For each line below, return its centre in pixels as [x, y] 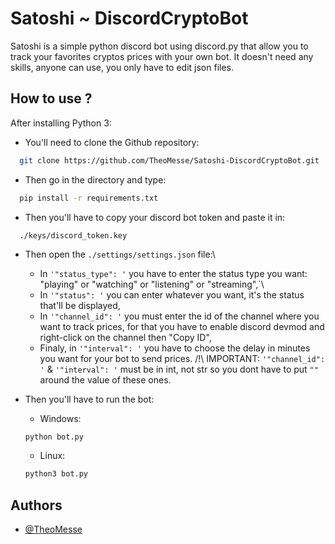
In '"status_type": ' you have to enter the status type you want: [173, 273]
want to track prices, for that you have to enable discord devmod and [182, 326]
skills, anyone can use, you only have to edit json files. [122, 67]
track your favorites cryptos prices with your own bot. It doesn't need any [162, 56]
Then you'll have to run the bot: [89, 399]
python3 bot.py [56, 474]
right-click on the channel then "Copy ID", [125, 337]
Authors [36, 505]
